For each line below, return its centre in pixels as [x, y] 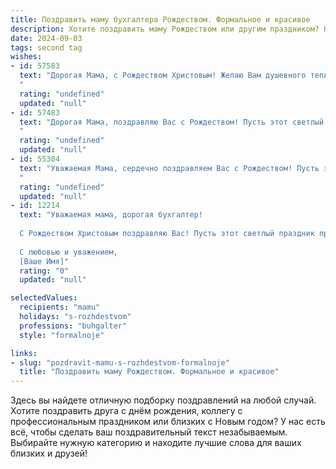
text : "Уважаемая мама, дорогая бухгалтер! [111, 215]
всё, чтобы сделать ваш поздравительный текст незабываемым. [149, 432]
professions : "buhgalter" [73, 326]
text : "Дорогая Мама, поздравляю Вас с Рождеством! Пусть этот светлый [172, 122]
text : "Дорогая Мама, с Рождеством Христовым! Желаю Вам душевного [163, 76]
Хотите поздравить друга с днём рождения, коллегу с [126, 411]
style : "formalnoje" [62, 335]
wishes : [26, 57]
